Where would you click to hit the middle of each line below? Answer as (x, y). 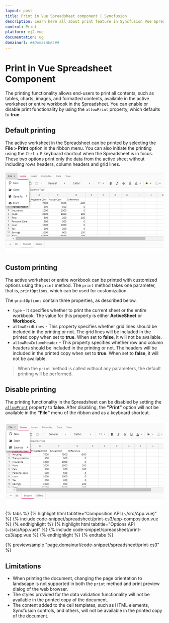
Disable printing (31, 390)
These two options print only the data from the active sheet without (75, 159)
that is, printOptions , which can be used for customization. (67, 290)
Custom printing (31, 268)
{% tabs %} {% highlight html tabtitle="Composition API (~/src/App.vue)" (81, 514)
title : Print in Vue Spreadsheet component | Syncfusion (66, 16)
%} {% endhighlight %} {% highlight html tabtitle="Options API (70, 524)
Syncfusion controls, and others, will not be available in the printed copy (87, 611)
